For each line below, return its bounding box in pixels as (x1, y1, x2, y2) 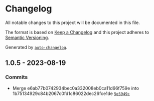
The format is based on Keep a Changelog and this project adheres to (5, 29, 149, 35)
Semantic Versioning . (5, 34, 49, 40)
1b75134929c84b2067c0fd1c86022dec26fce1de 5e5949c (12, 90, 130, 96)
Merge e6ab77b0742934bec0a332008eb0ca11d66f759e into (12, 85, 139, 91)
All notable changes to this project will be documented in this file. (5, 19, 140, 25)
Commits (5, 73, 28, 80)
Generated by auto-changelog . (5, 44, 68, 50)
